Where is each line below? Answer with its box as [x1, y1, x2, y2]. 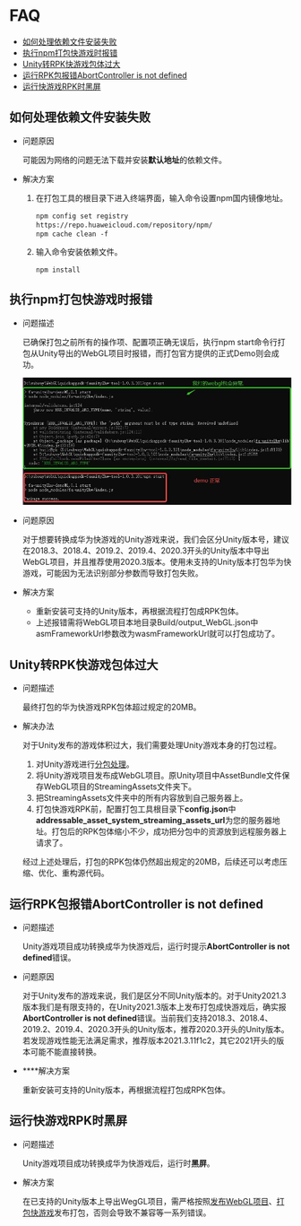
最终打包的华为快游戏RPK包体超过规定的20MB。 [21, 701, 202, 713]
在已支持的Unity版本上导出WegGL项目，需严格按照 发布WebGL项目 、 [21, 1196, 277, 1206]
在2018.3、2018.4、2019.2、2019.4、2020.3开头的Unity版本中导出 [21, 545, 270, 556]
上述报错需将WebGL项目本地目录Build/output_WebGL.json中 [35, 617, 259, 628]
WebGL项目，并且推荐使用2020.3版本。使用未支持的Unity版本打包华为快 [21, 557, 292, 568]
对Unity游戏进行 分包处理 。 [35, 759, 134, 770]
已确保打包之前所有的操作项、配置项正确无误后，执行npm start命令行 [21, 336, 278, 347]
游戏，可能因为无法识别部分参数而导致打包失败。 [21, 568, 203, 578]
